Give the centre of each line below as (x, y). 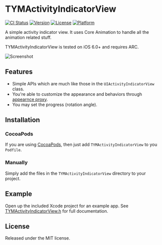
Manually (16, 163)
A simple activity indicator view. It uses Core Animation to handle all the (77, 32)
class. (18, 89)
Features (19, 72)
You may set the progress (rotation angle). (55, 105)
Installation (23, 120)
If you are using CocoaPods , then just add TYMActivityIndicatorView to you (81, 145)
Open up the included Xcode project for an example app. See (67, 206)
